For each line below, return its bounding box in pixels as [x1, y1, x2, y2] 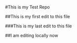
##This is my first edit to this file [5, 14, 70, 19]
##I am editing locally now [5, 33, 58, 38]
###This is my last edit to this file [5, 23, 72, 29]
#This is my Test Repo [5, 4, 50, 10]
